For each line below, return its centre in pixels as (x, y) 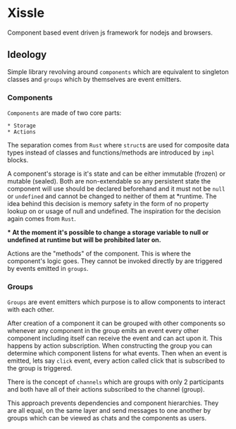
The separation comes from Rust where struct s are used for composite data (118, 145)
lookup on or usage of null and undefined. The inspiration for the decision (114, 211)
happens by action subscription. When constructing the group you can (110, 346)
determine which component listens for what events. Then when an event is (117, 354)
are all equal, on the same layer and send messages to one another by (109, 411)
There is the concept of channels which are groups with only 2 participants (116, 382)
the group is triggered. (40, 368)
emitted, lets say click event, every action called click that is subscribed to (116, 361)
